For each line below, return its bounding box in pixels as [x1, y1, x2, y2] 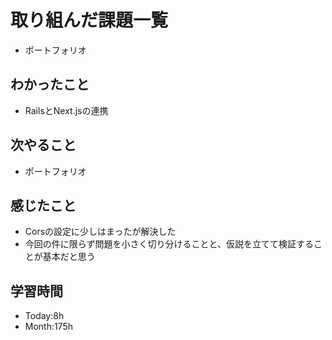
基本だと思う [42, 251, 96, 263]
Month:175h [24, 321, 74, 333]
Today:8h [24, 310, 65, 322]
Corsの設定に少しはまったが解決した [24, 226, 177, 238]
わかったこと [10, 76, 90, 93]
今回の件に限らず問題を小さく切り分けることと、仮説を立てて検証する [24, 238, 314, 250]
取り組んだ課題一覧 [10, 9, 169, 32]
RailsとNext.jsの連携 [24, 104, 109, 116]
